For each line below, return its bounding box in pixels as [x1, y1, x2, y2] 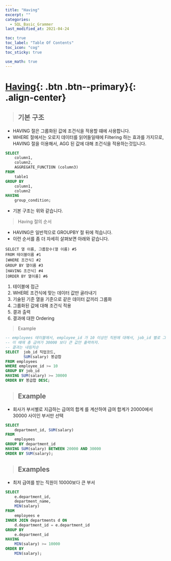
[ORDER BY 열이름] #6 [5, 274, 48, 279]
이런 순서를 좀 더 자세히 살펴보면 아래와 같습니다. [12, 236, 109, 242]
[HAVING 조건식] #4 [5, 268, 43, 274]
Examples [17, 465, 50, 474]
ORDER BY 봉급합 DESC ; [5, 378, 50, 383]
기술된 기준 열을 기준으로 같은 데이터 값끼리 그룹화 [12, 296, 112, 302]
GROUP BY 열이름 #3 [5, 263, 43, 268]
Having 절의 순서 [17, 218, 52, 225]
